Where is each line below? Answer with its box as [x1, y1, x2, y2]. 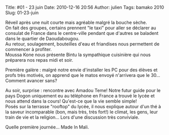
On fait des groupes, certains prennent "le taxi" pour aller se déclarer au [5, 25, 156, 31]
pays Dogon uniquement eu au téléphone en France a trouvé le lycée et [5, 93, 155, 99]
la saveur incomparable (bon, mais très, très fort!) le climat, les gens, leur [5, 109, 158, 115]
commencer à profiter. [5, 47, 52, 52]
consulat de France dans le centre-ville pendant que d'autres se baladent [5, 30, 159, 36]
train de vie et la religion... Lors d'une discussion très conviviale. [5, 114, 140, 120]
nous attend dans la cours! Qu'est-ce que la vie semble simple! [5, 98, 137, 104]
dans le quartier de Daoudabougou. [5, 35, 80, 41]
